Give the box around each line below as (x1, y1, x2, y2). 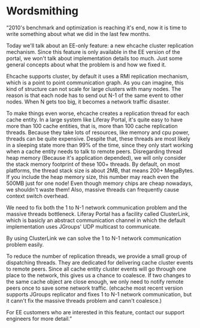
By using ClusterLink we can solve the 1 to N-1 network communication (6, 235, 181, 242)
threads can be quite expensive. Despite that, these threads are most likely (6, 135, 190, 142)
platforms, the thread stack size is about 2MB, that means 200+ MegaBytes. (6, 166, 195, 174)
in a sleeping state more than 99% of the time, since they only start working (6, 141, 193, 148)
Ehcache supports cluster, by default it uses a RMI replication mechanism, (6, 72, 189, 80)
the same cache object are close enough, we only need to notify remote (6, 278, 184, 285)
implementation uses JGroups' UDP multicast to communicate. (6, 223, 161, 230)
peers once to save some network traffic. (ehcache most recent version (6, 284, 183, 291)
